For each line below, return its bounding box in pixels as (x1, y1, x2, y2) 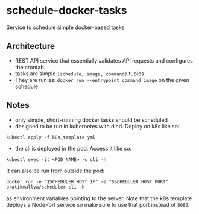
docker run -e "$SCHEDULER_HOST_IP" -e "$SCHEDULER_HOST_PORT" (6, 178, 169, 184)
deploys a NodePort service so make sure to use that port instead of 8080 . (6, 201, 190, 208)
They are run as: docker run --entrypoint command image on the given (14, 76, 190, 83)
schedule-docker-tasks (6, 4, 128, 17)
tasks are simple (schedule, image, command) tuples (14, 70, 145, 77)
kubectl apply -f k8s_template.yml (6, 134, 96, 140)
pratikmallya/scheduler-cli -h (6, 184, 85, 190)
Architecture (6, 41, 55, 51)
